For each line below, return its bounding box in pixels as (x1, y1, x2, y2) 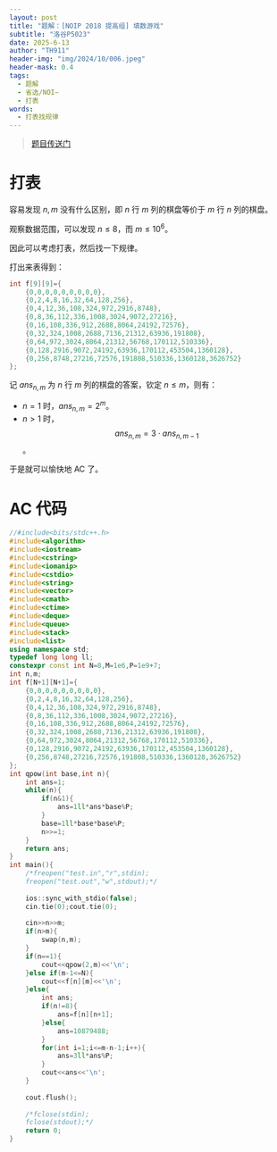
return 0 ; (25, 1126, 63, 1135)
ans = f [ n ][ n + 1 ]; (56, 1010, 114, 1019)
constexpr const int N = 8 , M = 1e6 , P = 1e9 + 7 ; (9, 662, 163, 671)
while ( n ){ (25, 786, 63, 795)
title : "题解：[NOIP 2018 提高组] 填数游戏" (9, 21, 164, 30)
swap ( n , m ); (41, 935, 82, 945)
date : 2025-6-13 (9, 38, 70, 47)
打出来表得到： (9, 261, 64, 272)
